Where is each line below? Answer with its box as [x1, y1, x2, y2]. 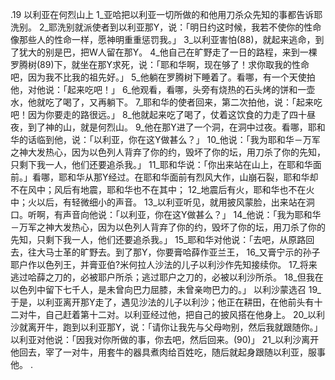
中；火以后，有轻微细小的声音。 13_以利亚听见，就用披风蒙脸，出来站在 [10, 196, 307, 208]
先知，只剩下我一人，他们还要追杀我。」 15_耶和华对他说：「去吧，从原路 [10, 234, 307, 245]
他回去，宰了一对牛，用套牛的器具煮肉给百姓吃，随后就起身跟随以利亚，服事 [10, 346, 326, 358]
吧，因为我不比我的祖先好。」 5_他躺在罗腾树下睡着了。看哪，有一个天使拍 [10, 71, 316, 83]
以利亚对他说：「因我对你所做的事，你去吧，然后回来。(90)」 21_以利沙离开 [10, 334, 320, 345]
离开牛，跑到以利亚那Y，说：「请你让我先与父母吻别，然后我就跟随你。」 [27, 321, 323, 333]
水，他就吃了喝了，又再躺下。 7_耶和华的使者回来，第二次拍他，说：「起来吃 [10, 96, 323, 108]
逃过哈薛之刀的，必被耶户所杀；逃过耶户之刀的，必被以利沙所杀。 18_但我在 [10, 271, 324, 283]
